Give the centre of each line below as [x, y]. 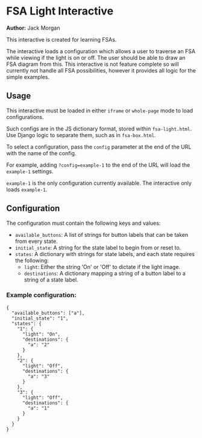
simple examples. [28, 77]
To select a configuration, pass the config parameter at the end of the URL [99, 147]
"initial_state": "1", [40, 318]
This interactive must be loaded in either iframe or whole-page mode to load [100, 111]
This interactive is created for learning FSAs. [62, 39]
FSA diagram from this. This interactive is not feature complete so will [93, 64]
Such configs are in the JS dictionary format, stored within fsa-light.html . [99, 129]
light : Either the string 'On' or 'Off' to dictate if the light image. [102, 266]
